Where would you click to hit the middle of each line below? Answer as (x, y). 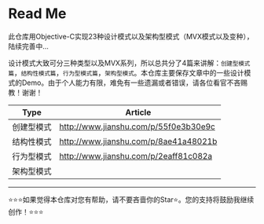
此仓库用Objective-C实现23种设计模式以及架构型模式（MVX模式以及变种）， (131, 36)
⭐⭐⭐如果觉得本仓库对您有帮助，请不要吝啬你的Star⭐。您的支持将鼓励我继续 (131, 199)
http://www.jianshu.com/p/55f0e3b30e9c (137, 127)
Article (138, 112)
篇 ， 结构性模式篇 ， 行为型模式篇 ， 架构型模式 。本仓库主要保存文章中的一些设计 (126, 72)
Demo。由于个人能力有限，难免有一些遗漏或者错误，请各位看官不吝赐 (134, 83)
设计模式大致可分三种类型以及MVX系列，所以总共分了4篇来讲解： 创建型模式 (129, 63)
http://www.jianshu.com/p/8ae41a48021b (138, 141)
